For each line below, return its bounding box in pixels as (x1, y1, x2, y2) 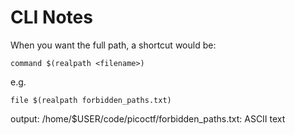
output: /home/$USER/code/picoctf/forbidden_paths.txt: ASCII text (10, 112, 286, 125)
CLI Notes (10, 6, 93, 29)
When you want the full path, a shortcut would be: (10, 39, 217, 51)
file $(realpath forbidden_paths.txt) (10, 95, 172, 105)
